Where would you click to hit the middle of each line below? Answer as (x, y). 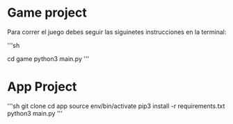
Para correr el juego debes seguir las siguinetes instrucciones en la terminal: (117, 32)
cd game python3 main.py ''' (48, 59)
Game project (47, 13)
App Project (42, 87)
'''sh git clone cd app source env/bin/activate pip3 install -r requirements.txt (116, 106)
